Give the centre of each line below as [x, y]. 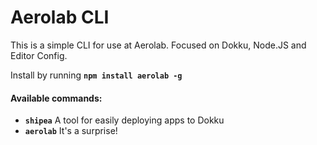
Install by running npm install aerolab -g [96, 75]
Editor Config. [39, 55]
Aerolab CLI [60, 17]
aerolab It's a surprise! [71, 131]
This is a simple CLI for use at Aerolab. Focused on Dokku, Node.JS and [158, 45]
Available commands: [56, 98]
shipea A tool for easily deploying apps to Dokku [124, 120]
